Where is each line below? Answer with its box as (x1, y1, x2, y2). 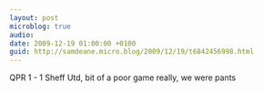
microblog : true (9, 22, 71, 31)
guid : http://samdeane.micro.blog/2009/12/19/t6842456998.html (9, 47, 255, 56)
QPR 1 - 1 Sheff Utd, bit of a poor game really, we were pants (9, 72, 237, 83)
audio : (9, 30, 35, 39)
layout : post (9, 13, 59, 23)
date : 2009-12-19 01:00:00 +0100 (9, 38, 137, 48)
